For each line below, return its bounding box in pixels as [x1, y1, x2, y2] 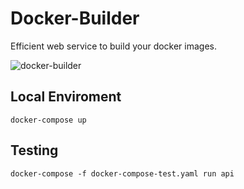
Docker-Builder [10, 7, 140, 30]
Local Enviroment [10, 88, 122, 106]
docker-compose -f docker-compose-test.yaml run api [10, 168, 235, 179]
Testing [10, 142, 59, 159]
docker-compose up [10, 115, 87, 125]
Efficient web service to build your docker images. [10, 40, 218, 52]
